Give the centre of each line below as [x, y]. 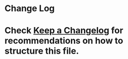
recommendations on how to [64, 41]
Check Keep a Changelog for [64, 31]
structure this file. [42, 51]
